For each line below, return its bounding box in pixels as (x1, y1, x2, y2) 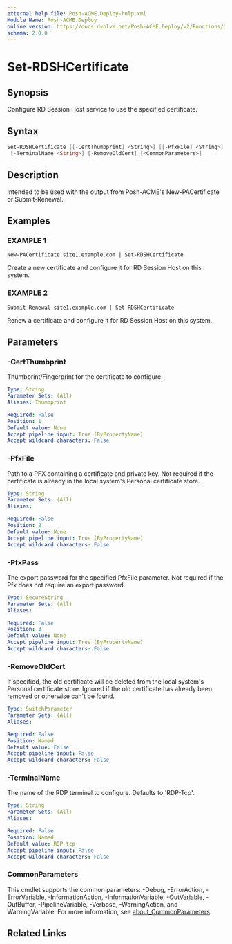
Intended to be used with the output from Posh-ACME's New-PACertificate (7, 188, 220, 196)
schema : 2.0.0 (7, 29, 48, 37)
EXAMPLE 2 (7, 288, 48, 298)
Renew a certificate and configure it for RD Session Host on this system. (7, 316, 213, 324)
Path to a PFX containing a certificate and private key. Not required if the (7, 469, 214, 478)
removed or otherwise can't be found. (7, 692, 115, 700)
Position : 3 (7, 626, 41, 633)
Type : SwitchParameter (7, 706, 72, 713)
